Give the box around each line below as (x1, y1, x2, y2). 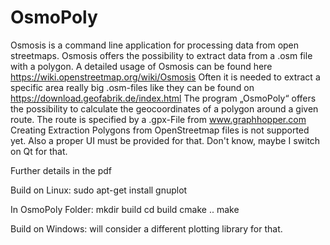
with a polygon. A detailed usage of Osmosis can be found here (10, 60, 273, 72)
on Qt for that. (10, 145, 68, 157)
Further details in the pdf (10, 164, 113, 176)
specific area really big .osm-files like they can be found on (10, 81, 255, 93)
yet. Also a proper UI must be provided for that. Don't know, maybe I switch (10, 134, 321, 146)
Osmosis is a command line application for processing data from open (10, 39, 300, 51)
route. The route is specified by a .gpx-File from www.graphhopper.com (10, 113, 307, 125)
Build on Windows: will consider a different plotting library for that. (10, 222, 283, 235)
